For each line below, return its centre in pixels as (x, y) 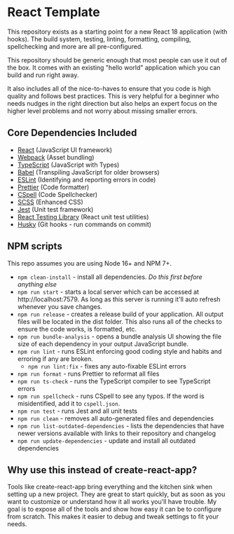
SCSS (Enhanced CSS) (50, 202)
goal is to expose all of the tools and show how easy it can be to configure (115, 509)
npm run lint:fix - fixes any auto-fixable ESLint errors (107, 366)
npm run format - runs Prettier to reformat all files (88, 374)
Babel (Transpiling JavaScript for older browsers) (88, 172)
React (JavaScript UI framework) (65, 150)
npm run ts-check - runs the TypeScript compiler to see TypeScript (114, 381)
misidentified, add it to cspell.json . (69, 403)
